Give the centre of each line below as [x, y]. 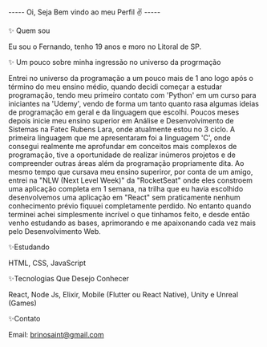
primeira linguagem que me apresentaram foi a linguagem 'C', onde [119, 138]
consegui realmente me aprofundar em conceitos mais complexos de [123, 146]
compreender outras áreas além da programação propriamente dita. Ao [126, 163]
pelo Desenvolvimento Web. [55, 231]
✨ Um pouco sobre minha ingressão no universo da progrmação [115, 62]
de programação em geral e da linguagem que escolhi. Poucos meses [124, 112]
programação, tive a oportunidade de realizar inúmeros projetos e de [122, 155]
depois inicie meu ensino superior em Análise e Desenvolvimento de [121, 121]
